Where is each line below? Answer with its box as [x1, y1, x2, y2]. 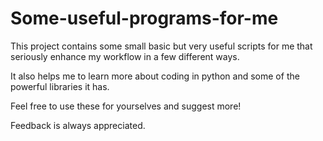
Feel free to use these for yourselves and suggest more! [10, 100, 242, 112]
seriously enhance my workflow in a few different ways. [10, 50, 240, 62]
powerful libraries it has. [10, 80, 110, 92]
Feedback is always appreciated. [10, 119, 146, 131]
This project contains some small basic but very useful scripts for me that [10, 40, 313, 52]
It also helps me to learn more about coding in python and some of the [10, 70, 300, 82]
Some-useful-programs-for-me [10, 7, 279, 30]
